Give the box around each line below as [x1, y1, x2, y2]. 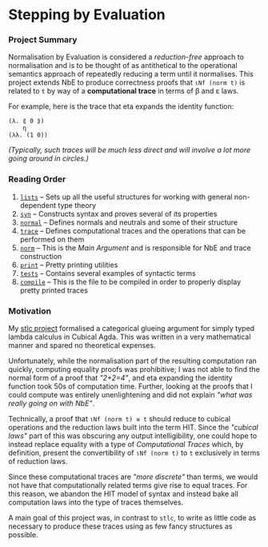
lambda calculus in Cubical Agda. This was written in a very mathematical [8, 332, 251, 341]
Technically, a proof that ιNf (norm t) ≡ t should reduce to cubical [8, 414, 230, 424]
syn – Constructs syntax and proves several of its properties [19, 209, 218, 218]
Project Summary [8, 34, 78, 46]
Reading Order [8, 174, 66, 185]
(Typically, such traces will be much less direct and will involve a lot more [8, 146, 251, 155]
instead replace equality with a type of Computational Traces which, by [8, 440, 244, 449]
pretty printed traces [19, 285, 88, 295]
